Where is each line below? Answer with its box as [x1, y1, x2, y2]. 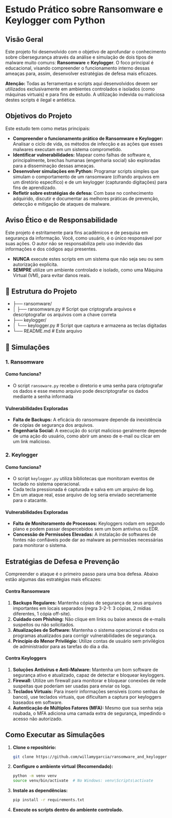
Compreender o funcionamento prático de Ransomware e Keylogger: [12, 135, 163, 141]
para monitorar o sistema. [12, 542, 68, 549]
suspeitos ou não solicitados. [12, 621, 75, 628]
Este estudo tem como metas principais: [5, 125, 91, 132]
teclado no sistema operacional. [12, 481, 81, 487]
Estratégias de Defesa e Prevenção [5, 557, 120, 566]
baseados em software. [12, 699, 63, 705]
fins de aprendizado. [12, 184, 57, 191]
